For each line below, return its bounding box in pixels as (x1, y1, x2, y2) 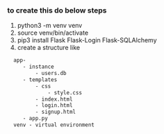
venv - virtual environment (13, 122, 95, 128)
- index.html (35, 96, 73, 103)
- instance (22, 63, 54, 71)
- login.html (35, 102, 73, 109)
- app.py (22, 115, 49, 122)
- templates (22, 76, 58, 83)
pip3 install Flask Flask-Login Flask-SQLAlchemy (17, 36, 158, 44)
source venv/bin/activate (17, 28, 89, 37)
